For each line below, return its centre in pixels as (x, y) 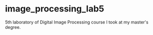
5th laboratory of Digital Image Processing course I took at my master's (77, 22)
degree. (13, 27)
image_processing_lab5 (55, 9)
